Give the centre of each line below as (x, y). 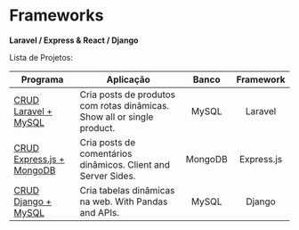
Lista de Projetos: (41, 57)
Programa (42, 79)
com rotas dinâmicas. (125, 105)
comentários (106, 153)
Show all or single (117, 117)
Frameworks (57, 16)
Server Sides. (108, 176)
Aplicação (129, 79)
